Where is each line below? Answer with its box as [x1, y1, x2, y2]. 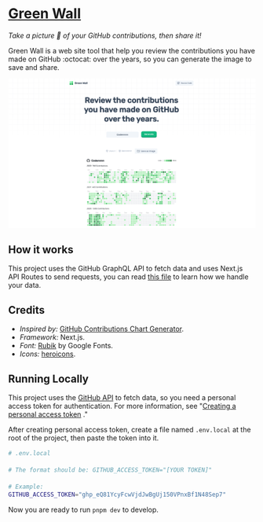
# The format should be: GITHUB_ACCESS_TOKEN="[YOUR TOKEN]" [8, 465, 213, 474]
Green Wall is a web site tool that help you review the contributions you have [8, 46, 255, 55]
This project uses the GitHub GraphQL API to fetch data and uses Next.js [8, 264, 243, 274]
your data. [8, 281, 42, 290]
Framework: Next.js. [19, 333, 85, 342]
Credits [8, 303, 46, 317]
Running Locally [8, 372, 89, 385]
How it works [8, 243, 74, 256]
